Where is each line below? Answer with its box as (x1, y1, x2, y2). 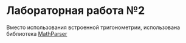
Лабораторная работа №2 (6, 4, 145, 18)
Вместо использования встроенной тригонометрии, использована (6, 24, 181, 31)
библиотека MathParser (6, 30, 67, 37)
